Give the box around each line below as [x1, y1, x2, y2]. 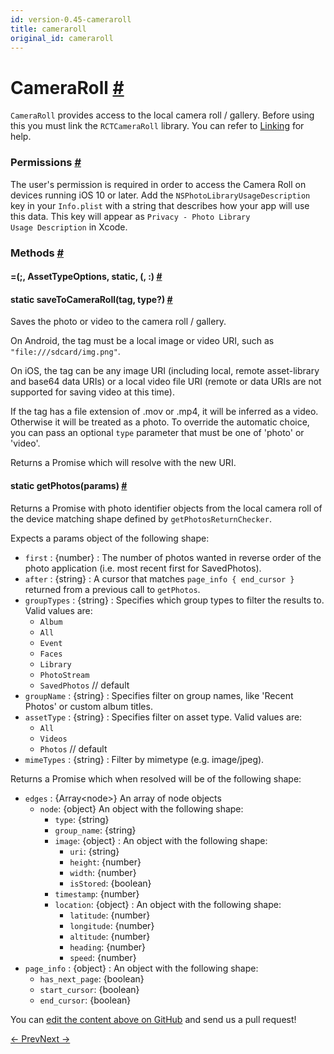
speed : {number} [69, 951, 137, 963]
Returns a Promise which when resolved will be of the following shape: [10, 772, 302, 785]
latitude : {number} [69, 909, 151, 921]
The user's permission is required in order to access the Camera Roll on [10, 178, 307, 190]
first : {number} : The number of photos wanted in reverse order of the [24, 551, 322, 563]
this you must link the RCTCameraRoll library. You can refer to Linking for [10, 120, 305, 132]
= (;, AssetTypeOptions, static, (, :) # [10, 271, 163, 283]
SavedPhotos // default [39, 679, 130, 691]
